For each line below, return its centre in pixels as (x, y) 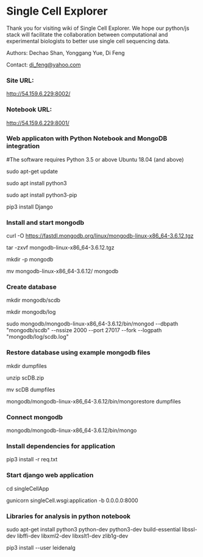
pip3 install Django (30, 207)
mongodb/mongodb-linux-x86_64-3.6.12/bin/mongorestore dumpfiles (94, 401)
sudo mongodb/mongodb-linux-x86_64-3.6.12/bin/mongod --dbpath (92, 324)
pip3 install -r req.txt (32, 459)
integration (23, 146)
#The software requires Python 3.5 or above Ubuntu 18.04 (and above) (95, 159)
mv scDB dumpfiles (31, 389)
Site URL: (20, 80)
